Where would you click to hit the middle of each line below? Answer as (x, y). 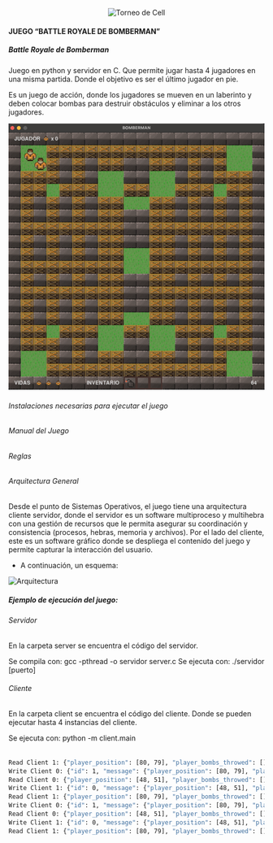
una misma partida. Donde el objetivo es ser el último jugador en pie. (123, 79)
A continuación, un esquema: (69, 566)
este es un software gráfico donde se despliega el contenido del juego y (129, 541)
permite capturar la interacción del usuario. (80, 550)
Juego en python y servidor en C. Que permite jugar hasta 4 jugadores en (132, 70)
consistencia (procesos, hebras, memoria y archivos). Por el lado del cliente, (136, 532)
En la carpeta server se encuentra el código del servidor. (104, 645)
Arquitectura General (43, 481)
